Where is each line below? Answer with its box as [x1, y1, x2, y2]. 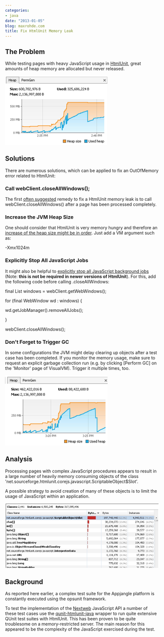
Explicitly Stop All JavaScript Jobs [5, 257, 89, 264]
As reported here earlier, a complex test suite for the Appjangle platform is [5, 591, 155, 597]
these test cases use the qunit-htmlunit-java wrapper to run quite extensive [5, 610, 157, 616]
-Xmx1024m [5, 245, 30, 250]
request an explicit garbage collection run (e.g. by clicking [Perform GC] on [5, 360, 157, 366]
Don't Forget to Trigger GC [5, 338, 70, 345]
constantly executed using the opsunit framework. [5, 596, 107, 602]
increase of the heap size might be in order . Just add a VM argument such [5, 230, 155, 236]
